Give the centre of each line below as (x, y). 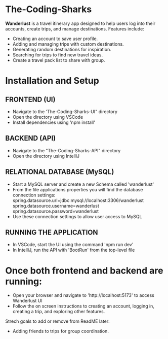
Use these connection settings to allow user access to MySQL (77, 216)
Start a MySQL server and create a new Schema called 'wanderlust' (83, 184)
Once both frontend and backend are (84, 270)
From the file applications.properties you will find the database (78, 189)
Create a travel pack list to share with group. (59, 60)
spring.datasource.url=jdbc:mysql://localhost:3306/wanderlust (78, 200)
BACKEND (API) (31, 138)
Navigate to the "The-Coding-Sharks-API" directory (67, 150)
